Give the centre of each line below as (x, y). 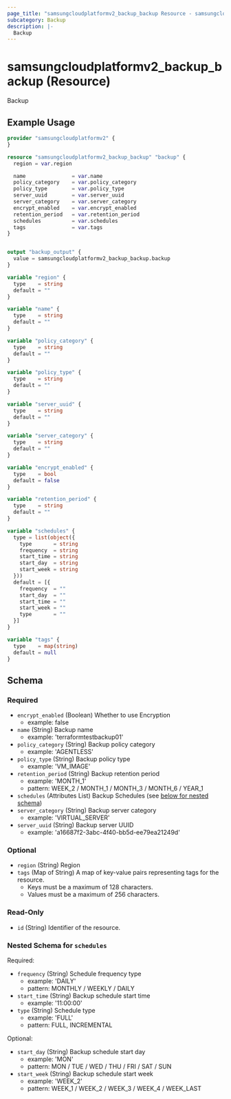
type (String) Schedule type (56, 1010)
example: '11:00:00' (55, 1003)
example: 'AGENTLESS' (60, 752)
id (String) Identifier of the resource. (69, 927)
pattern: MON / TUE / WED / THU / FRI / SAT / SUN (99, 1066)
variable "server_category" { (51, 436)
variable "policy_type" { (44, 373)
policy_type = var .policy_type (69, 189)
